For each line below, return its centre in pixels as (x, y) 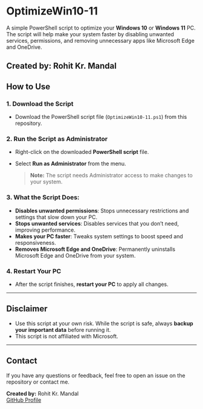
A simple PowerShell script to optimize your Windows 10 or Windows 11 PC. (101, 28)
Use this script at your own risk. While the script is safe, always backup (104, 323)
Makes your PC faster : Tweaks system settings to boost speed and (99, 236)
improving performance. (45, 230)
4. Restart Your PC (34, 271)
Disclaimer (27, 309)
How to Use (28, 87)
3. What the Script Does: (43, 197)
